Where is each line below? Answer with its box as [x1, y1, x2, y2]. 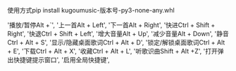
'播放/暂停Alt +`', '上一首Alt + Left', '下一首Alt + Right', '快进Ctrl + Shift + [7, 21, 216, 29]
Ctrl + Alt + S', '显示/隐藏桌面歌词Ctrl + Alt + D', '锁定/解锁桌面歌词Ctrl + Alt [7, 38, 225, 47]
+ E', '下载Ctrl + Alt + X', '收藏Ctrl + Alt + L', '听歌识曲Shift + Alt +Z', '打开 [7, 47, 218, 55]
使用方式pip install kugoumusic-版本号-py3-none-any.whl [7, 6, 175, 14]
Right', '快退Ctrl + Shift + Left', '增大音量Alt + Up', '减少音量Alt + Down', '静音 [7, 30, 229, 38]
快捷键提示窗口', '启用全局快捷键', [13, 56, 111, 64]
